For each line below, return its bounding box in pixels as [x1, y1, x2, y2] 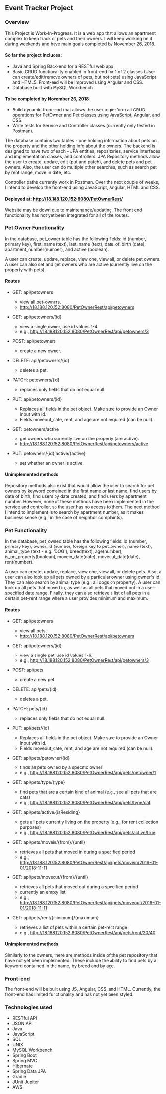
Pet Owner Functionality [5, 224, 65, 231]
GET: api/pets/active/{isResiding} [12, 809, 80, 815]
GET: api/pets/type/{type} [12, 779, 65, 785]
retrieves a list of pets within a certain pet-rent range [19, 924, 128, 930]
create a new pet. [19, 676, 56, 682]
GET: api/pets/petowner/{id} [12, 755, 70, 761]
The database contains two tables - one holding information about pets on [5, 138, 157, 144]
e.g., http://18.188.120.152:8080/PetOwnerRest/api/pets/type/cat [19, 799, 151, 805]
